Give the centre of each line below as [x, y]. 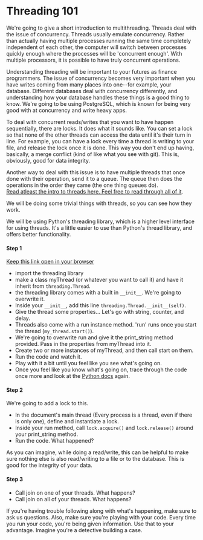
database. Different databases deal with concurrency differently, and [92, 91]
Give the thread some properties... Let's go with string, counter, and [99, 312]
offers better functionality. [39, 234]
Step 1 [14, 248]
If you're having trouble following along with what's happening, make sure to [101, 511]
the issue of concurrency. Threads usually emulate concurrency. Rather [95, 34]
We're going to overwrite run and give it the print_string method [94, 337]
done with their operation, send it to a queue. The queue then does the [94, 178]
